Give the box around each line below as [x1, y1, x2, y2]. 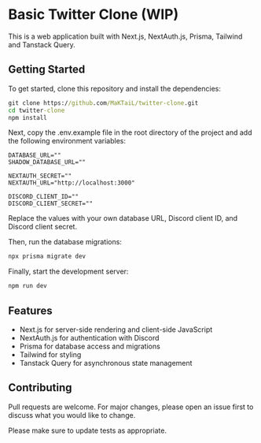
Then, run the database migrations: [8, 237, 122, 247]
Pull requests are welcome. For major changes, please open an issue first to [8, 402, 254, 411]
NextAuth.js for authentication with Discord [19, 333, 160, 342]
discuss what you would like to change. [8, 410, 136, 419]
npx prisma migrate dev [8, 252, 86, 261]
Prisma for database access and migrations [19, 341, 161, 351]
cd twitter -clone [8, 106, 65, 114]
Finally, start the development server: [8, 266, 129, 277]
